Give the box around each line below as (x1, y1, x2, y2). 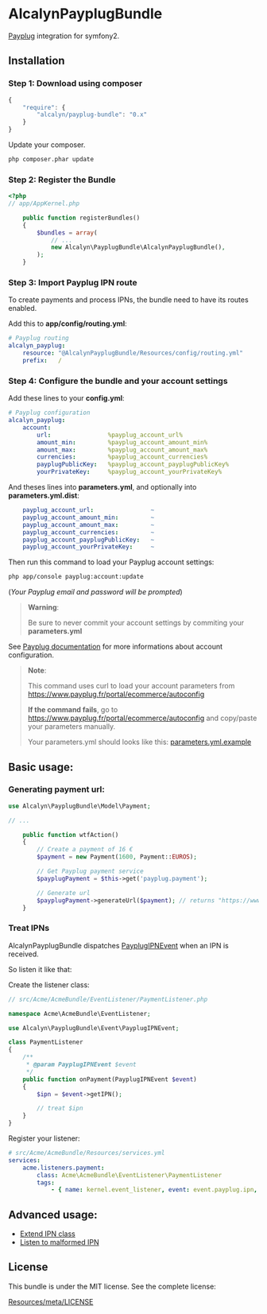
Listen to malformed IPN (19, 1238, 99, 1247)
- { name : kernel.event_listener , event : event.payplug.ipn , (50, 1186, 258, 1194)
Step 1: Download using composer (8, 78, 143, 89)
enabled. (8, 304, 37, 313)
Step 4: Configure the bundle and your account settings (8, 375, 228, 386)
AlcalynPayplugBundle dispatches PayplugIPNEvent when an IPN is (8, 940, 229, 950)
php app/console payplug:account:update (8, 573, 145, 581)
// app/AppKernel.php (8, 200, 80, 207)
